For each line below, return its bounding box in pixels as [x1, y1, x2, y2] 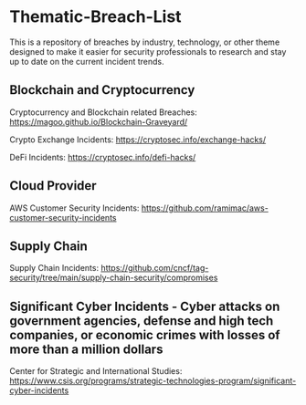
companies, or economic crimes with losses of [9, 327, 280, 343]
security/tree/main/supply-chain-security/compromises [9, 272, 218, 284]
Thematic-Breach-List [9, 6, 182, 27]
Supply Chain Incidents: [9, 263, 99, 274]
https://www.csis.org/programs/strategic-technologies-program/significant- [9, 376, 297, 387]
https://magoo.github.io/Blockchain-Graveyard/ [9, 116, 188, 127]
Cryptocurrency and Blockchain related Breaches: [9, 107, 198, 118]
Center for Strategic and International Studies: [9, 366, 183, 377]
